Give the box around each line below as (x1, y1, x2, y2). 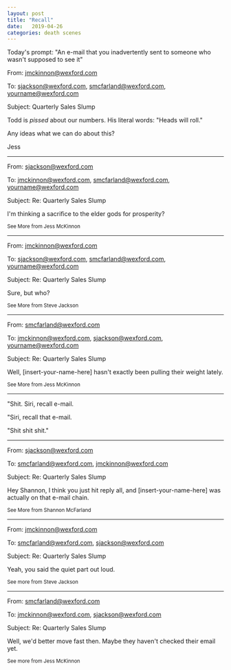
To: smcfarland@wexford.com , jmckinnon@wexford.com (7, 460, 168, 468)
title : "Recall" (7, 17, 54, 23)
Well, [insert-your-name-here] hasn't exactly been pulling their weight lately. (7, 368, 223, 376)
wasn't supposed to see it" (7, 56, 83, 64)
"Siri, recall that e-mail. (7, 413, 72, 422)
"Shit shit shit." (7, 426, 49, 435)
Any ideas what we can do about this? (7, 129, 115, 138)
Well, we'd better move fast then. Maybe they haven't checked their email (7, 637, 216, 645)
